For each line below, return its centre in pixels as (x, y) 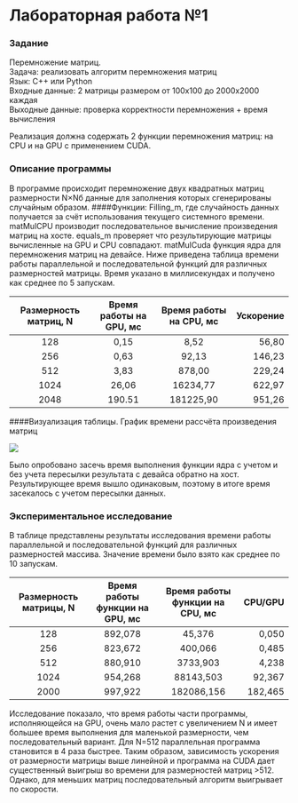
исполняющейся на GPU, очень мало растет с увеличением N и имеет (143, 723)
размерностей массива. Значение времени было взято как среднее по (145, 554)
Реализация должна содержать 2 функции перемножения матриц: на (141, 136)
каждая (24, 100)
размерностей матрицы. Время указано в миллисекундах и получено (142, 273)
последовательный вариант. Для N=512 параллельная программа (135, 742)
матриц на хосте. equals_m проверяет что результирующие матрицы (141, 235)
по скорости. (34, 789)
